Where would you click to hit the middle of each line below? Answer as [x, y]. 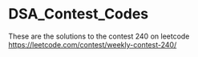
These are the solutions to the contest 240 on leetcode [99, 36]
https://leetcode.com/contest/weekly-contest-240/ [93, 44]
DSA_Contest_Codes [79, 14]
